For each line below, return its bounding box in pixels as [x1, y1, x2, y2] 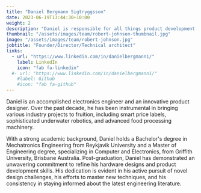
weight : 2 [6, 20, 31, 26]
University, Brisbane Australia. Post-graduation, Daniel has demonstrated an [6, 155, 195, 161]
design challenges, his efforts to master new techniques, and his [6, 174, 167, 180]
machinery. [6, 124, 34, 130]
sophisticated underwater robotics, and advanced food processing [6, 117, 172, 124]
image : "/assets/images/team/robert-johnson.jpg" [6, 37, 134, 43]
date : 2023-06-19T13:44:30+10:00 [6, 14, 90, 20]
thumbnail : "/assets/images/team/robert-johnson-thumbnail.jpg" [6, 31, 171, 37]
